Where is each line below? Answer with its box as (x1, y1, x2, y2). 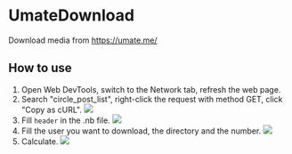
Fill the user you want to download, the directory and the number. (20, 126, 262, 136)
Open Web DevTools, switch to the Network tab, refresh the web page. (20, 84, 281, 94)
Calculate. (20, 135, 59, 147)
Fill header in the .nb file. (20, 115, 110, 126)
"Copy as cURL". (20, 104, 82, 115)
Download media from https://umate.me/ (8, 35, 158, 45)
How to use (8, 61, 72, 76)
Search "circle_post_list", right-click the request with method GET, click (20, 93, 283, 104)
